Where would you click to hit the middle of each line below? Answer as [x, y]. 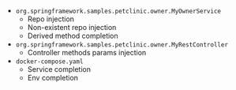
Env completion [53, 78]
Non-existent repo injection [72, 27]
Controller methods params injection [87, 52]
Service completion [59, 69]
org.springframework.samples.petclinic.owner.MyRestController [122, 45]
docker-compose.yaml [49, 62]
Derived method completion [73, 36]
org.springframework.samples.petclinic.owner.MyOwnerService [118, 11]
